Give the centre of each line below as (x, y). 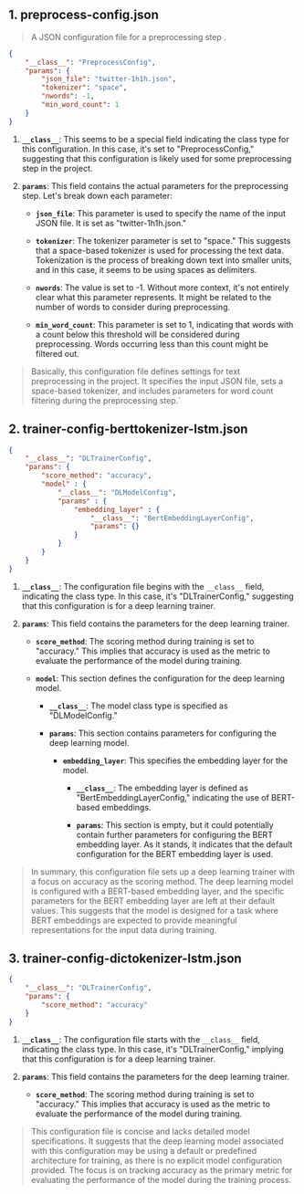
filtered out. (57, 353)
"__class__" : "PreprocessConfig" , (90, 62)
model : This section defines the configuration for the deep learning (160, 678)
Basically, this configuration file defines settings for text (136, 371)
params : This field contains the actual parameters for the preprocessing (155, 185)
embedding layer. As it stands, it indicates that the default (184, 844)
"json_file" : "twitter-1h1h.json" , (109, 79)
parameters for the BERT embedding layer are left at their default (153, 901)
